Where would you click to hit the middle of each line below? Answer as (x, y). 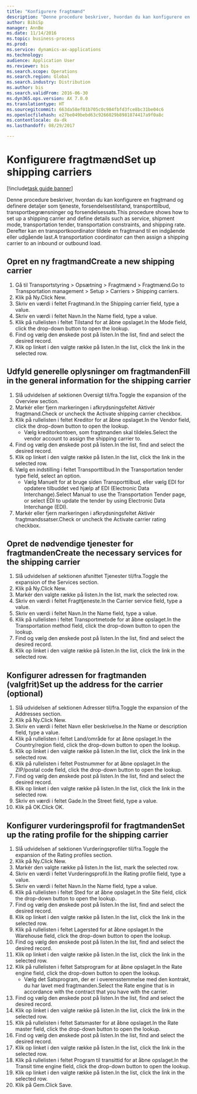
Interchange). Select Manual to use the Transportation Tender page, (105, 494)
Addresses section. (38, 714)
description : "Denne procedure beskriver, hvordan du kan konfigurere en (98, 17)
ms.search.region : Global (38, 77)
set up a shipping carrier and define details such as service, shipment (91, 218)
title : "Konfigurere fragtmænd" (46, 11)
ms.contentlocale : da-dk (37, 121)
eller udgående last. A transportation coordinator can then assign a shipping (98, 237)
